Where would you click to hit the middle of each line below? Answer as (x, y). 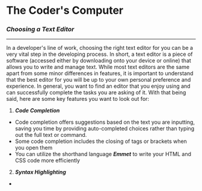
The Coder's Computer (65, 11)
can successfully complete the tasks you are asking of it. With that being (96, 92)
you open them (34, 148)
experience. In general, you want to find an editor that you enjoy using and (98, 86)
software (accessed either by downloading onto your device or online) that (99, 61)
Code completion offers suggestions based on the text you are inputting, (105, 122)
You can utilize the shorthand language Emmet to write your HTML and (103, 154)
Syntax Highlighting (40, 172)
